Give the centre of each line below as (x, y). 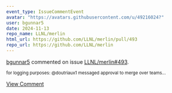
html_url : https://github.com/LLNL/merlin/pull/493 (72, 39)
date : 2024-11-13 (28, 28)
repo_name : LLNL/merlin (36, 34)
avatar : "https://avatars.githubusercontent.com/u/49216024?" (85, 17)
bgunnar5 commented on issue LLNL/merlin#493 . (68, 62)
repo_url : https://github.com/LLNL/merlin (60, 45)
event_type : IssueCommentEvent (45, 12)
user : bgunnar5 (25, 23)
